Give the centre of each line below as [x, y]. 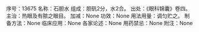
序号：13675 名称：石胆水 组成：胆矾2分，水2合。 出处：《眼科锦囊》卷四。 [99, 8]
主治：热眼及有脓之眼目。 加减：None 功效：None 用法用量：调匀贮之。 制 [98, 16]
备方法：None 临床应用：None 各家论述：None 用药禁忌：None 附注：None [99, 23]
